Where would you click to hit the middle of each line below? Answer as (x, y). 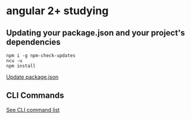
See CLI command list (33, 110)
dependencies (33, 42)
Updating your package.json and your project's (96, 33)
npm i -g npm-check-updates (41, 56)
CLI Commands (35, 96)
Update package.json (32, 77)
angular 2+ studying (57, 11)
